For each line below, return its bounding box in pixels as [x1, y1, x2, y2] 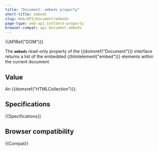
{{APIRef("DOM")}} [5, 39, 44, 45]
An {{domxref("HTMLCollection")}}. [5, 86, 77, 92]
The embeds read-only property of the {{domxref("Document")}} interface [5, 49, 153, 54]
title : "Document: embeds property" [5, 7, 80, 12]
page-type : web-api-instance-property [5, 21, 84, 26]
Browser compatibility [5, 127, 74, 136]
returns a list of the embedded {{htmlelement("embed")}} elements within [5, 53, 154, 59]
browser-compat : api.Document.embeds [5, 25, 82, 30]
